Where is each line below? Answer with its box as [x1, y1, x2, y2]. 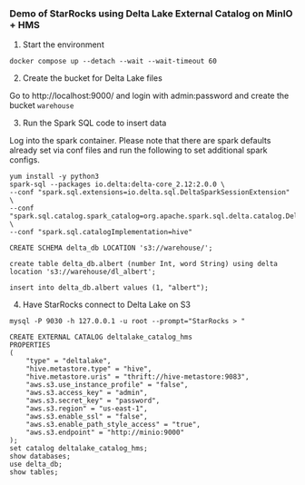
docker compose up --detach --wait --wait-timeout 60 [9, 57, 218, 66]
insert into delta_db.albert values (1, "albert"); [9, 283, 209, 292]
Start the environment [22, 39, 104, 50]
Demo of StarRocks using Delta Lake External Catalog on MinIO [9, 7, 293, 20]
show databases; [9, 452, 71, 461]
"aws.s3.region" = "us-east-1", [25, 404, 148, 413]
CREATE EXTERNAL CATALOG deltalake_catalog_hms [9, 332, 193, 342]
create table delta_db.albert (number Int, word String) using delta [9, 260, 279, 269]
